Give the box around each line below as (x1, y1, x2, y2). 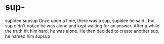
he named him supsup (5, 33, 50, 39)
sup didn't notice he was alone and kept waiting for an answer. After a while (5, 22, 160, 28)
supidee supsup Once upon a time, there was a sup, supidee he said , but (5, 18, 155, 23)
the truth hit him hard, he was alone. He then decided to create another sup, (5, 28, 160, 34)
